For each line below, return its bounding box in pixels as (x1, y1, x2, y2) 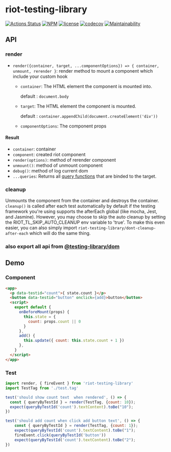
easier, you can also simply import (5, 225, 78, 231)
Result (5, 135, 19, 141)
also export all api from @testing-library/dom (5, 243, 120, 250)
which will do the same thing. (29, 230, 91, 236)
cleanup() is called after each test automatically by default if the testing (5, 203, 156, 209)
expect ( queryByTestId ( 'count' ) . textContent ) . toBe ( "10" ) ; (10, 404, 134, 410)
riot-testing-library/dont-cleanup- (78, 226, 156, 231)
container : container (12, 146, 56, 152)
